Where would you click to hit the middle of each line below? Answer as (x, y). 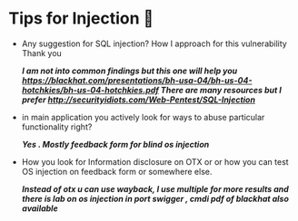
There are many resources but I (221, 90)
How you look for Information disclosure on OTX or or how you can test (155, 161)
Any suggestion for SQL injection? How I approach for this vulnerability (154, 43)
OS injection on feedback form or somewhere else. (117, 171)
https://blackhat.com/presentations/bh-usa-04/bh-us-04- (137, 80)
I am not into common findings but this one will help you (129, 71)
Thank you (42, 53)
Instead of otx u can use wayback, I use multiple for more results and (155, 188)
